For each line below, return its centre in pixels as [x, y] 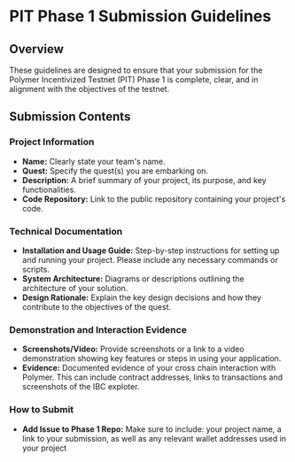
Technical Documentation [66, 231]
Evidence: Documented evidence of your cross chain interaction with [149, 368]
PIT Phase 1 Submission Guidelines [140, 16]
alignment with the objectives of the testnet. [89, 89]
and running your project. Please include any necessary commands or [150, 259]
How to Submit [42, 410]
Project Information [52, 142]
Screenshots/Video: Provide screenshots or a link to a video [133, 349]
